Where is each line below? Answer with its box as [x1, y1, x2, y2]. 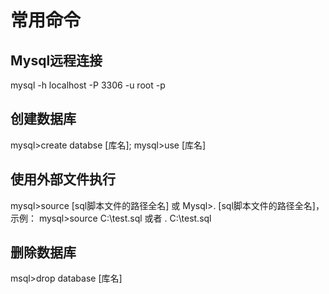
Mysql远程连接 [10, 52, 103, 69]
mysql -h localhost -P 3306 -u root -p [10, 79, 166, 91]
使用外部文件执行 [10, 171, 116, 188]
